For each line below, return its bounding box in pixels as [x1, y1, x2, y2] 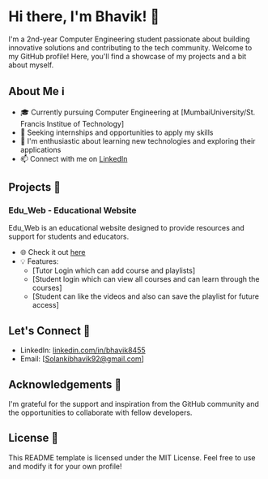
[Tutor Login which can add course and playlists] [32, 265, 196, 275]
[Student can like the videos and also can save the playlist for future [32, 291, 259, 301]
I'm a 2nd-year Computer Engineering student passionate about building [8, 34, 250, 44]
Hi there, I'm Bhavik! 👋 [8, 7, 160, 26]
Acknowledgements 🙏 [8, 378, 122, 391]
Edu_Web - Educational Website [8, 205, 137, 216]
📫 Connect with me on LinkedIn [19, 153, 128, 163]
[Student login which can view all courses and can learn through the [32, 274, 261, 284]
